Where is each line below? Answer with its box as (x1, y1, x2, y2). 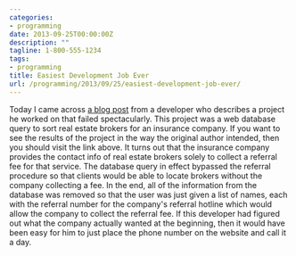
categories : (9, 12, 53, 22)
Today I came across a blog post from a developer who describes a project (9, 103, 285, 114)
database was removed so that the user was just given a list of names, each (9, 189, 288, 200)
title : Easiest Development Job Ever (9, 71, 150, 80)
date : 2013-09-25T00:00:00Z (9, 29, 114, 38)
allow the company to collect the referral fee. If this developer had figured (9, 208, 281, 219)
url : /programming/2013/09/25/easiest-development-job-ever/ (9, 79, 242, 88)
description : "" (9, 37, 70, 47)
